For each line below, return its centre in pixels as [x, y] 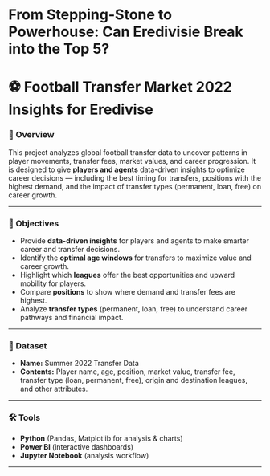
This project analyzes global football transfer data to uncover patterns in [128, 152]
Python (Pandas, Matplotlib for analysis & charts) [101, 438]
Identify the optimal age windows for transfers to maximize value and [135, 258]
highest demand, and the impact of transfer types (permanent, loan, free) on [135, 186]
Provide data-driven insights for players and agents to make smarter [134, 240]
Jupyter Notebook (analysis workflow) [84, 455]
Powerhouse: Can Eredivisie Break [126, 32]
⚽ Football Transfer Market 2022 [121, 87]
